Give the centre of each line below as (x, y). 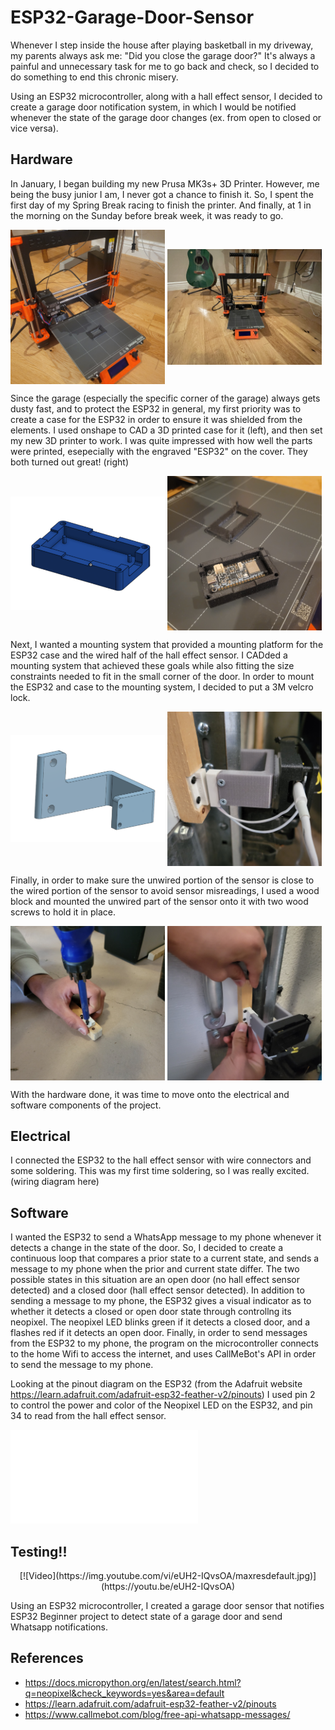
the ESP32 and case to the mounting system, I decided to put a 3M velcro (162, 687)
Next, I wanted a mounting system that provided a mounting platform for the (167, 644)
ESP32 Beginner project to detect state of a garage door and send (146, 1616)
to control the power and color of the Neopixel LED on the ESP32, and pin (161, 1405)
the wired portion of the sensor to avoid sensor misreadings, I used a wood (165, 890)
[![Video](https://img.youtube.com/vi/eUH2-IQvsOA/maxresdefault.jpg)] (168, 1575)
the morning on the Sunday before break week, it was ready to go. (147, 215)
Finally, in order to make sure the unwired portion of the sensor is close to (162, 880)
